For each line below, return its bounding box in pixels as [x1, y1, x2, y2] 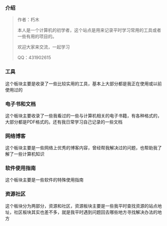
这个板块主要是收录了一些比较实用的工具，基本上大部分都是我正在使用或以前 [5, 81, 162, 87]
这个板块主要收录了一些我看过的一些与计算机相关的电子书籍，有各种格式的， [5, 113, 162, 118]
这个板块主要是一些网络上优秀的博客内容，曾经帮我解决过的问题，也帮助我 [5, 145, 158, 151]
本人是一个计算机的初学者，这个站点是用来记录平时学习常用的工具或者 [17, 27, 162, 33]
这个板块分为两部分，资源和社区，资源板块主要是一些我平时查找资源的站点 [5, 203, 158, 209]
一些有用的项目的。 [17, 33, 57, 39]
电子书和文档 [5, 101, 36, 108]
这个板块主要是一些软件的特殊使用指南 [5, 177, 83, 183]
